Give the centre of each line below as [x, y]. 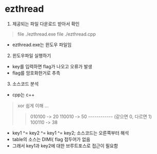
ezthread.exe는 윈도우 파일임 [42, 45]
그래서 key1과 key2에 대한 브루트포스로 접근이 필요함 [65, 146]
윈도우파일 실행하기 [32, 55]
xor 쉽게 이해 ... [33, 105]
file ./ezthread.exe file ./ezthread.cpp [56, 34]
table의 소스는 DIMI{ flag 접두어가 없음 [51, 139]
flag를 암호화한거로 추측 [36, 73]
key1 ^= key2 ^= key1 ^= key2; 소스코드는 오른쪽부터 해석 [71, 133]
